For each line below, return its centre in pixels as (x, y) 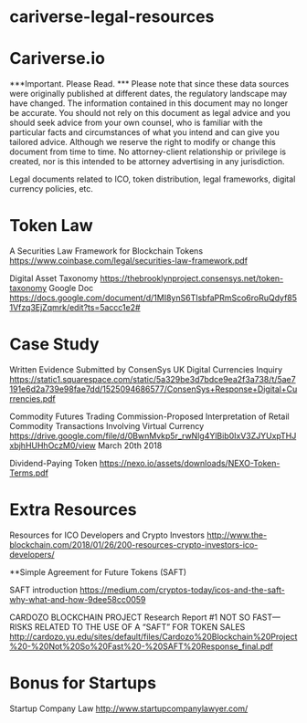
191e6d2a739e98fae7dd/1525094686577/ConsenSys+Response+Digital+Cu (153, 389)
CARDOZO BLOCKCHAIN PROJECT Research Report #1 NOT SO (130, 617)
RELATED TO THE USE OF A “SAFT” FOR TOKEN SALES (140, 626)
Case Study (54, 345)
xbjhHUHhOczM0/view (53, 445)
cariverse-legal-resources (112, 17)
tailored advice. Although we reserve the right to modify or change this (143, 142)
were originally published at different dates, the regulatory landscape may (148, 94)
